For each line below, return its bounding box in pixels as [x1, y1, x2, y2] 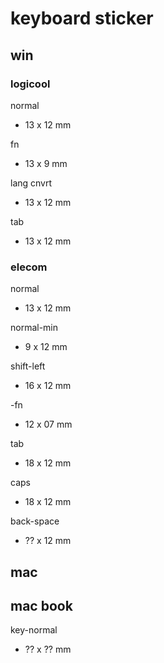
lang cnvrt [10, 177, 53, 189]
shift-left [10, 360, 46, 372]
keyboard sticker [10, 7, 154, 30]
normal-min [10, 322, 59, 334]
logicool [10, 77, 51, 91]
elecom [10, 260, 48, 274]
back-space [10, 515, 60, 527]
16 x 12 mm [24, 380, 72, 392]
